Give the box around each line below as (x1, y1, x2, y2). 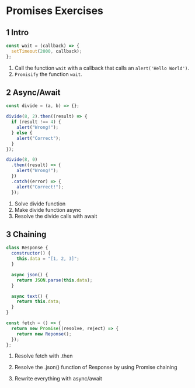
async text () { (11, 293, 48, 299)
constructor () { (11, 250, 51, 256)
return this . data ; (16, 298, 61, 305)
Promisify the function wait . (14, 70, 83, 77)
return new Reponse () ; (16, 331, 72, 337)
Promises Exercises (6, 4, 104, 18)
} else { (11, 130, 33, 136)
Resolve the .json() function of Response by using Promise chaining (14, 364, 177, 371)
